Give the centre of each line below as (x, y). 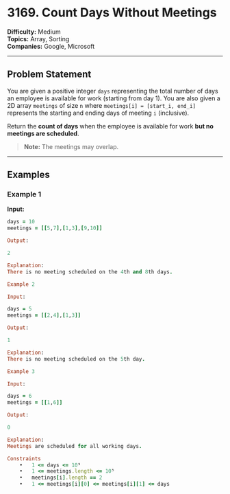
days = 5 (20, 309)
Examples (28, 175)
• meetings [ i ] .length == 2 (61, 478)
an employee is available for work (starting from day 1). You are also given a (114, 98)
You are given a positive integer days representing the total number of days (113, 91)
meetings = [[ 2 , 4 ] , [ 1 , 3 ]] (44, 315)
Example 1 (24, 194)
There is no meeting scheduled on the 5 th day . (76, 359)
